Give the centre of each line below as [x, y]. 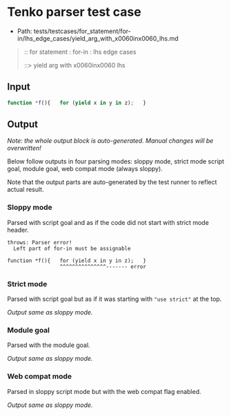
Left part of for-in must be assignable [72, 248]
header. [18, 230]
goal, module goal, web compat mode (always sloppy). [85, 169]
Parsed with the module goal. [49, 345]
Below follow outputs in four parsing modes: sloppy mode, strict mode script [116, 161]
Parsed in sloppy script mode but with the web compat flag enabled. [104, 391]
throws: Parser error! [40, 242]
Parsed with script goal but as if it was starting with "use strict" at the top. [114, 299]
